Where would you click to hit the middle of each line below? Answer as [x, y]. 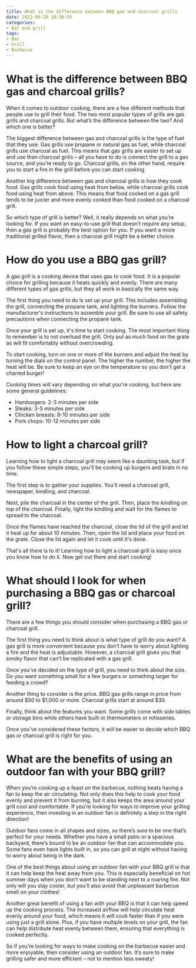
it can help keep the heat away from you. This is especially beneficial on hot [98, 873]
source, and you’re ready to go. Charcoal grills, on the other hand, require [95, 163]
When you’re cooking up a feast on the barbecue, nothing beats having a [95, 788]
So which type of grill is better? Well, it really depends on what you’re [90, 217]
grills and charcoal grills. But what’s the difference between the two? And [95, 120]
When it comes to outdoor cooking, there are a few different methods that [96, 108]
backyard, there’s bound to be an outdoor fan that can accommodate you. [96, 843]
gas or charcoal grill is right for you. [49, 735]
